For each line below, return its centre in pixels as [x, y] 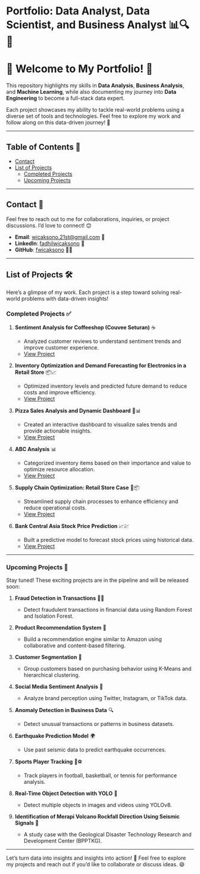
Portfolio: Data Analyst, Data [78, 11]
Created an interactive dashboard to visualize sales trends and [100, 424]
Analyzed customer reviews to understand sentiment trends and [102, 341]
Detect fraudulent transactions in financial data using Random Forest [108, 610]
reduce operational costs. [55, 507]
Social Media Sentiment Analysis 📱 [59, 687]
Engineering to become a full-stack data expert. [65, 98]
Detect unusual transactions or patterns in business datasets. [99, 724]
